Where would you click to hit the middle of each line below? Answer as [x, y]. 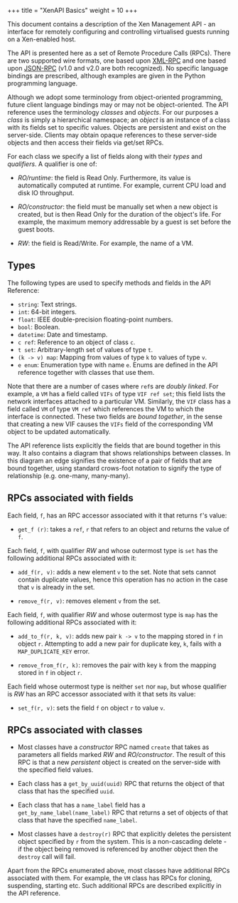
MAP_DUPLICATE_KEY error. [54, 651]
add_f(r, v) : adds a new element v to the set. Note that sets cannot [117, 572]
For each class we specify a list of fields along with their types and [105, 156]
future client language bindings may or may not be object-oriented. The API [118, 105]
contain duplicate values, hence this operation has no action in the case [123, 579]
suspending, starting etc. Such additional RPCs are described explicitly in [114, 886]
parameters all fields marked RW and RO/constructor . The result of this [121, 755]
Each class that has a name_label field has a [81, 805]
